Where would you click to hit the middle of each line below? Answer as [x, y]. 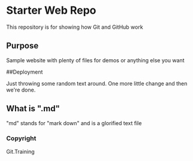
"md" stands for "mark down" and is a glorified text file [74, 123]
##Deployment [25, 72]
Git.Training [20, 151]
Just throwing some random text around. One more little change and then [97, 83]
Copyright [21, 138]
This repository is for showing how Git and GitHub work [75, 27]
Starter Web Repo [51, 10]
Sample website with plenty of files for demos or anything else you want [95, 60]
